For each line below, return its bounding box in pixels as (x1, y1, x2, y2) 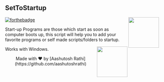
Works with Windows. (5, 46, 49, 52)
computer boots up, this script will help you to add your (5, 31, 116, 37)
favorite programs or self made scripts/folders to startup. (5, 37, 120, 42)
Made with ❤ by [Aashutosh (15, 56, 73, 61)
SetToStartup (5, 4, 47, 12)
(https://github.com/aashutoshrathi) (14, 61, 87, 66)
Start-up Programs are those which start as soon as (5, 26, 109, 32)
